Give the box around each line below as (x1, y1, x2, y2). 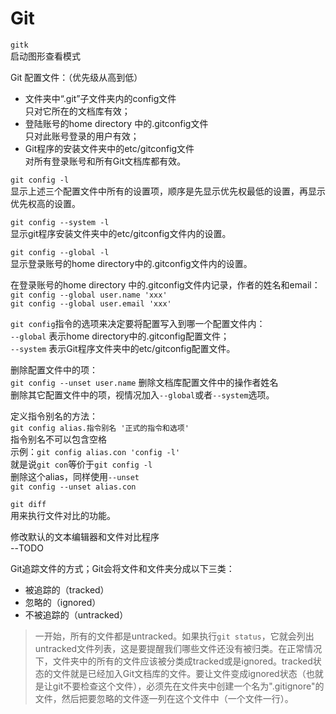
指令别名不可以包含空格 (10, 433, 107, 445)
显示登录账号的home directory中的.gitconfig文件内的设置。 (10, 257, 253, 269)
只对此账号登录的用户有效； (24, 130, 140, 142)
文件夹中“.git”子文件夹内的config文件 (24, 92, 177, 104)
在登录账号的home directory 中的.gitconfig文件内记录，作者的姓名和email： (10, 278, 321, 291)
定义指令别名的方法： (10, 410, 98, 422)
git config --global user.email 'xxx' (10, 298, 172, 309)
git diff (10, 499, 47, 509)
